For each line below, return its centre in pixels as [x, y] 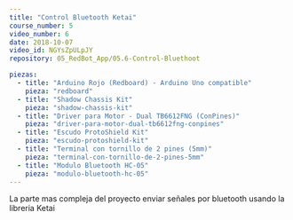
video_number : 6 [39, 34]
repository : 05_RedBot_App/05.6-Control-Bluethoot [105, 59]
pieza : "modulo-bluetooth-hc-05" [87, 174]
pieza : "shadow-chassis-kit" [79, 107]
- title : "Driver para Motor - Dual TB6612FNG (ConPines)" [129, 116]
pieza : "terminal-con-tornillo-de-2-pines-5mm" [115, 157]
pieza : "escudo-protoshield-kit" [87, 141]
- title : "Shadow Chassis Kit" [75, 99]
